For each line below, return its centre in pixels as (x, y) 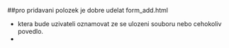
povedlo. (30, 31)
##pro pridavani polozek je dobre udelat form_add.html (88, 10)
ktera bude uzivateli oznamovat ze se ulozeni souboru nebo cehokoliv (119, 24)
